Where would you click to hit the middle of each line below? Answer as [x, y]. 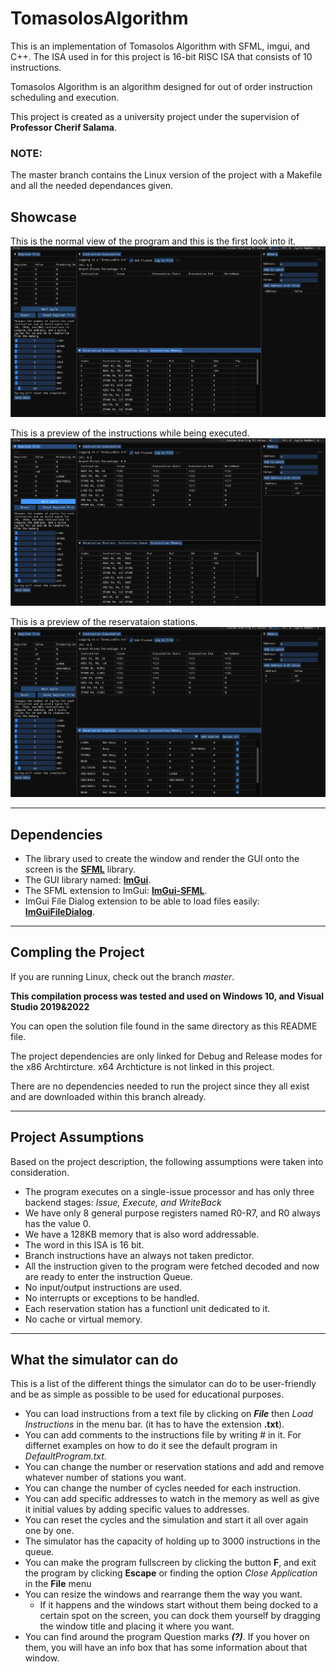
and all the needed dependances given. [91, 186]
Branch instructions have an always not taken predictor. [139, 1255]
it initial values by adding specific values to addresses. [137, 1509]
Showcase [44, 217]
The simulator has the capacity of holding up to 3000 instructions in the [172, 1541]
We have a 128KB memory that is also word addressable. [142, 1234]
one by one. [49, 1531]
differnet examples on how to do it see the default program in [151, 1446]
